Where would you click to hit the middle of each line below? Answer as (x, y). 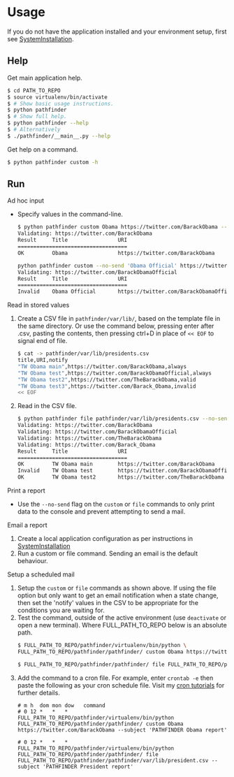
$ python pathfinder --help (48, 123)
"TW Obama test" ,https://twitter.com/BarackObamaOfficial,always (114, 373)
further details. (39, 692)
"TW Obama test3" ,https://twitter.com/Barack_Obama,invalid (107, 386)
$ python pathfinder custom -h (53, 162)
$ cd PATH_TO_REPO (34, 90)
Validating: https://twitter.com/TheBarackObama (89, 438)
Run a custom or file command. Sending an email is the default (107, 553)
